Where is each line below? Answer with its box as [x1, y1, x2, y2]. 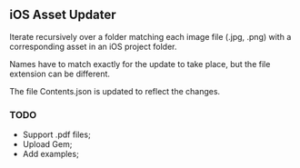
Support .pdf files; [22, 129, 91, 140]
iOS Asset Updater [9, 7, 116, 23]
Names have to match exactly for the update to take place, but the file [9, 58, 271, 69]
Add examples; [22, 149, 79, 160]
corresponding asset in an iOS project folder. [9, 41, 177, 52]
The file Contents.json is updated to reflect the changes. [9, 85, 221, 96]
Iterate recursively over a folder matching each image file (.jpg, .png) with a [9, 31, 292, 42]
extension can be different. [9, 68, 111, 79]
